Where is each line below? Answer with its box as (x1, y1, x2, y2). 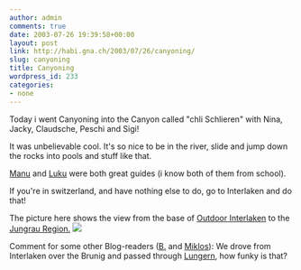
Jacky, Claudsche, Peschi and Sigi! (9, 123, 140, 134)
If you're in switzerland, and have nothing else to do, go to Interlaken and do (9, 185, 293, 196)
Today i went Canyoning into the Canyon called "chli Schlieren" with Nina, (9, 114, 283, 125)
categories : (9, 80, 54, 89)
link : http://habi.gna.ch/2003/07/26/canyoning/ (9, 47, 196, 56)
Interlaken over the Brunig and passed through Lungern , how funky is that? (9, 250, 288, 261)
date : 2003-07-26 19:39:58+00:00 (9, 30, 135, 39)
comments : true (9, 22, 67, 31)
